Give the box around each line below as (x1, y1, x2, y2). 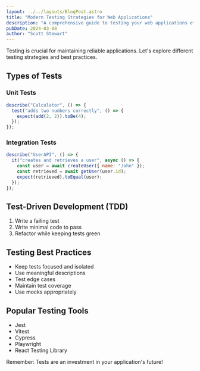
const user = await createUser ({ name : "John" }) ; (17, 163, 145, 169)
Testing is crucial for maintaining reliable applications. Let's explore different (6, 47, 193, 54)
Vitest (14, 328, 30, 335)
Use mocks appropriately (14, 288, 77, 295)
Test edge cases (14, 276, 56, 283)
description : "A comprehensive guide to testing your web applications (6, 20, 187, 26)
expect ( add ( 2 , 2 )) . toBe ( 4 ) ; (17, 113, 86, 119)
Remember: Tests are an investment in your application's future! (6, 358, 163, 366)
